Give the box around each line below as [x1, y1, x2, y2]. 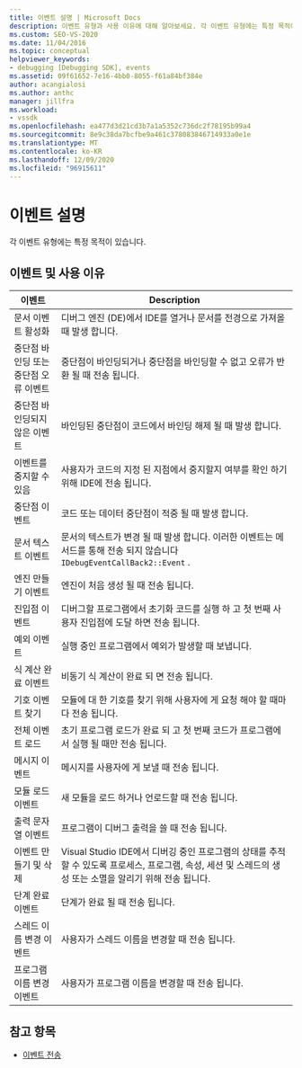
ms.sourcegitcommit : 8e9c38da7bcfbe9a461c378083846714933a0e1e [9, 130, 252, 139]
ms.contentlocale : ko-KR [9, 147, 102, 156]
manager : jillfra [9, 96, 75, 106]
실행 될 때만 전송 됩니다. [71, 738, 167, 751]
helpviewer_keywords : [9, 55, 91, 64]
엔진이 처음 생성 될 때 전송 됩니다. [60, 579, 195, 592]
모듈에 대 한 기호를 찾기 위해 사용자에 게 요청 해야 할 [60, 694, 268, 707]
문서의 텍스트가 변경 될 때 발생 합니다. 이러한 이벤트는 [60, 531, 274, 544]
